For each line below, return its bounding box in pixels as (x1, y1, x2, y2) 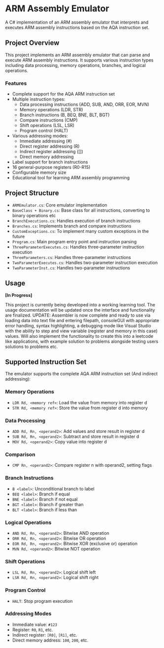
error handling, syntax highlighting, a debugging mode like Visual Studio (5, 323, 151, 328)
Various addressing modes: (12, 133, 68, 139)
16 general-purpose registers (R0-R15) (12, 164, 91, 170)
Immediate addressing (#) (19, 138, 72, 144)
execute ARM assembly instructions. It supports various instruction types (5, 57, 154, 63)
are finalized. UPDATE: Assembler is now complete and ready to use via (5, 312, 151, 318)
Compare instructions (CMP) (19, 117, 78, 123)
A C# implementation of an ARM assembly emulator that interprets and (5, 19, 149, 25)
